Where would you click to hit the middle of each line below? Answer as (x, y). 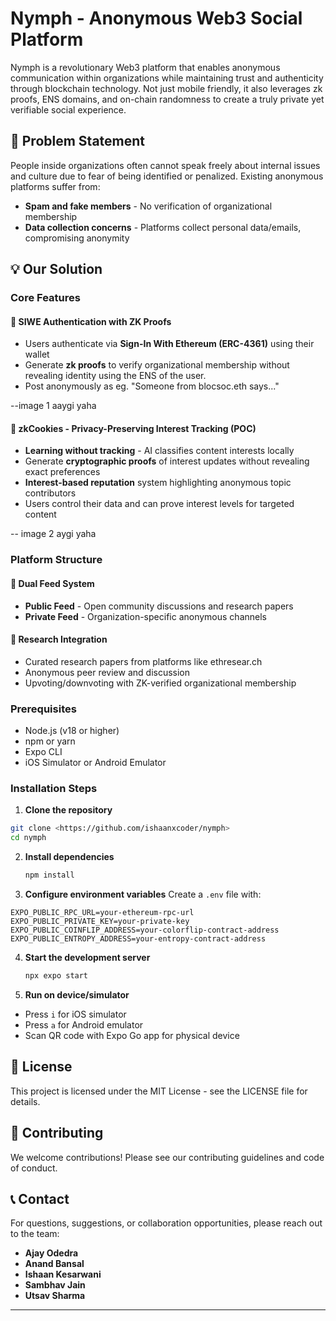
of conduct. (34, 1168)
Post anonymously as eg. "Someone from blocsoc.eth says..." (152, 386)
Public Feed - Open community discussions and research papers (159, 606)
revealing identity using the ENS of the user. (115, 376)
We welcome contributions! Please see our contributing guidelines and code (167, 1157)
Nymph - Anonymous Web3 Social (156, 18)
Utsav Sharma (55, 1296)
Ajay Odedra (51, 1253)
